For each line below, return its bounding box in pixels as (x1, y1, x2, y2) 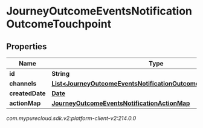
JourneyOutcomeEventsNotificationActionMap (51, 99, 190, 107)
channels (9, 79, 37, 87)
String (51, 70, 70, 78)
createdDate (9, 89, 46, 98)
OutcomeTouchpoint (6, 17, 112, 31)
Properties (6, 41, 47, 52)
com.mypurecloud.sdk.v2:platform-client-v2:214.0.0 (6, 115, 137, 122)
